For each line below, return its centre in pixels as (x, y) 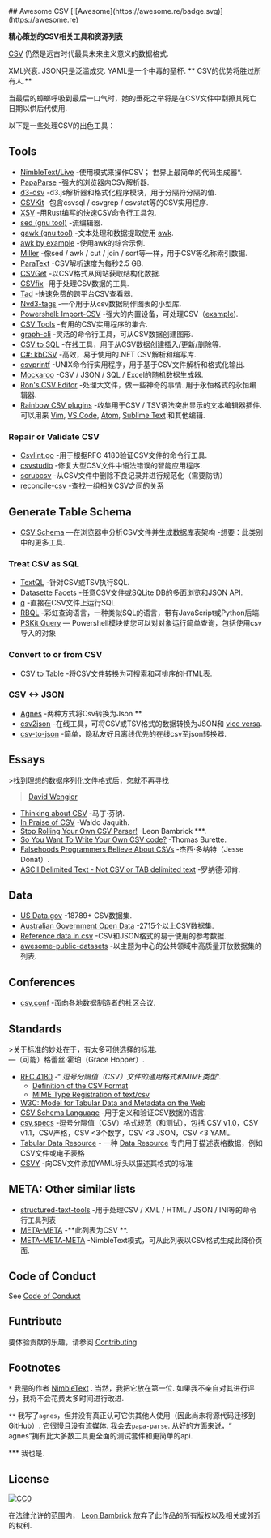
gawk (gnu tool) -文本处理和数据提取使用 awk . (97, 233)
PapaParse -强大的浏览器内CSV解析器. (85, 182)
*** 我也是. (27, 1453)
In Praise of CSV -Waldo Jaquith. (75, 822)
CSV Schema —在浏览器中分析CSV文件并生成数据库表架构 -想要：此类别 (142, 532)
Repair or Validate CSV (54, 437)
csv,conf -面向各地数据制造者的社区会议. (88, 1003)
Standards (35, 1029)
